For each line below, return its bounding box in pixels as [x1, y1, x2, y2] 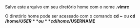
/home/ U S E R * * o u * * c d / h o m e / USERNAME [5, 19, 96, 24]
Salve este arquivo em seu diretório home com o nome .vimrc [5, 4, 129, 9]
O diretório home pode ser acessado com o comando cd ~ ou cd [5, 13, 136, 19]
